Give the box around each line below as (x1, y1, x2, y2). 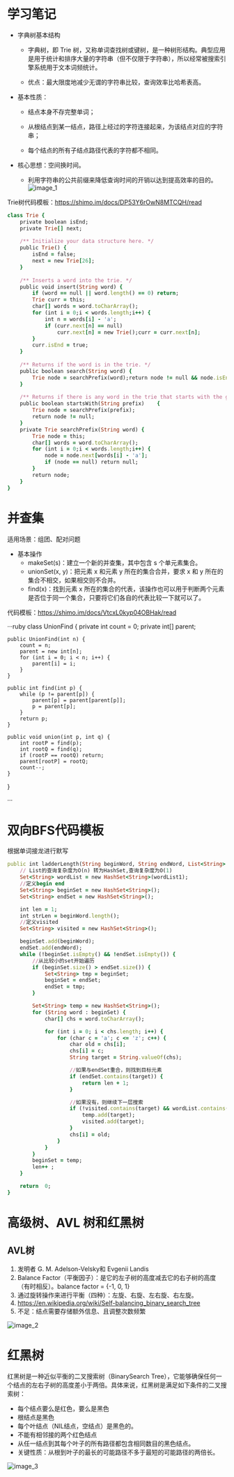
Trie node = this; (32, 432, 86, 440)
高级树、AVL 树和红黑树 (7, 1215, 145, 1230)
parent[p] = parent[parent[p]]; (32, 696, 127, 704)
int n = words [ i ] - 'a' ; (44, 316, 117, 323)
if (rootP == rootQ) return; (19, 751, 104, 758)
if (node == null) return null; (44, 459, 139, 466)
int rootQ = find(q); (19, 745, 82, 753)
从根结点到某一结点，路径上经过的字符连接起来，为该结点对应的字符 (27, 122, 224, 131)
